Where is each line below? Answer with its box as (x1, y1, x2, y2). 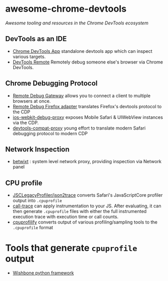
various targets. (12, 53, 46, 59)
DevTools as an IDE (5, 35, 67, 43)
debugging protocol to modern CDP (12, 130, 88, 136)
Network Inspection (5, 145, 70, 153)
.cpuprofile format (12, 225, 53, 231)
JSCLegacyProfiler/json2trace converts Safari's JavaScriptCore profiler (12, 192, 163, 198)
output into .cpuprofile (12, 198, 62, 204)
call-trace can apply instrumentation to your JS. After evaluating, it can (12, 203, 161, 209)
